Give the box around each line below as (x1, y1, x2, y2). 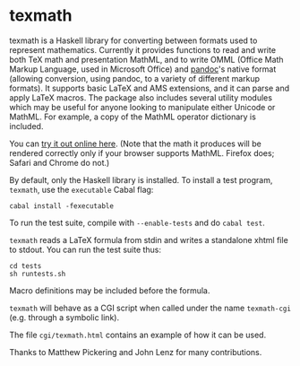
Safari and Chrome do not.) (9, 157, 110, 168)
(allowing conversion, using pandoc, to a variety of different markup (9, 73, 261, 83)
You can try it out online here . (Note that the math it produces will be (9, 138, 261, 149)
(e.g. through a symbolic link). (9, 311, 119, 323)
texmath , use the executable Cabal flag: (9, 184, 154, 195)
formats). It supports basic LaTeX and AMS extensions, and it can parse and (9, 83, 290, 93)
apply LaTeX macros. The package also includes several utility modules (9, 91, 273, 103)
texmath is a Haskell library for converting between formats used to (9, 35, 258, 46)
